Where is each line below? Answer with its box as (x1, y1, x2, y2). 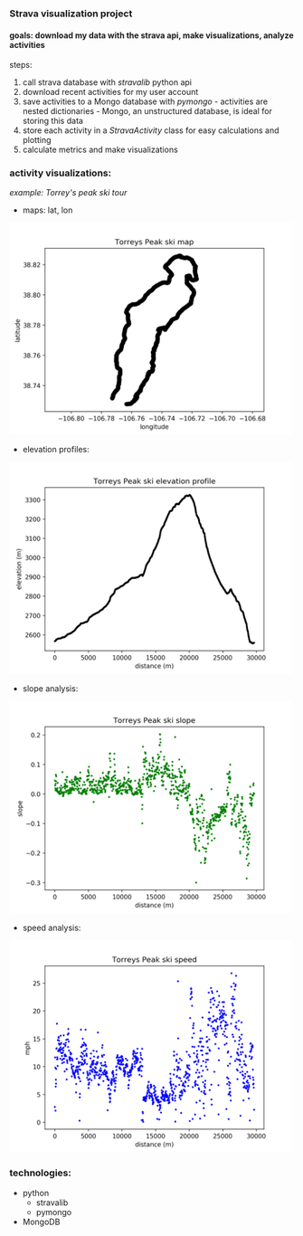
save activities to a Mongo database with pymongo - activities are (22, 96, 269, 107)
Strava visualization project (9, 7, 133, 20)
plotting (22, 135, 52, 146)
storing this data (22, 116, 84, 127)
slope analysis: (22, 683, 79, 694)
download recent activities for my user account (22, 87, 199, 98)
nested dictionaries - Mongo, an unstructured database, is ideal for (22, 106, 273, 117)
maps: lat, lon (22, 204, 73, 215)
